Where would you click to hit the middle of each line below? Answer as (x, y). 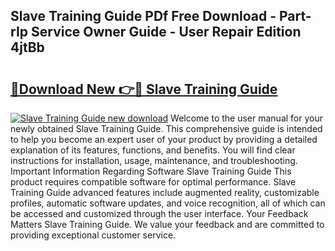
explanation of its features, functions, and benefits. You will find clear (153, 150)
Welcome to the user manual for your (246, 118)
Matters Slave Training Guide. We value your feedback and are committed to (167, 224)
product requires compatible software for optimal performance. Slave (153, 182)
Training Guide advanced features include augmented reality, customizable (165, 192)
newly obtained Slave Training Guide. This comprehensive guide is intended (166, 128)
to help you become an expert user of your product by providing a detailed (164, 139)
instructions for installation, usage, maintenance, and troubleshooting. (154, 160)
